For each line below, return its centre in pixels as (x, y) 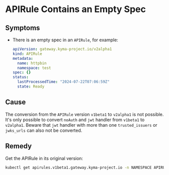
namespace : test (34, 68)
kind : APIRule (27, 54)
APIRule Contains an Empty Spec (75, 9)
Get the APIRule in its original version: (44, 158)
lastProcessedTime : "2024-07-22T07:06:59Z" (63, 82)
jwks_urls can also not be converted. (44, 130)
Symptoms (23, 28)
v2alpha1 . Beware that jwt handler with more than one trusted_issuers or (81, 125)
